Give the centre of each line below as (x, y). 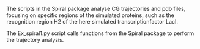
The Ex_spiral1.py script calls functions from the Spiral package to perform (100, 33)
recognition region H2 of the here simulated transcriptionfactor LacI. (92, 21)
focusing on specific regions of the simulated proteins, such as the (90, 15)
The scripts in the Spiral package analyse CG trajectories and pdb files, (96, 9)
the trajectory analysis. (35, 40)
